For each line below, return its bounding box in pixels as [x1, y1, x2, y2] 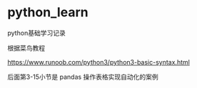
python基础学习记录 [7, 28, 66, 37]
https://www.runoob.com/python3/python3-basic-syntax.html [7, 57, 191, 66]
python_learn [7, 4, 89, 21]
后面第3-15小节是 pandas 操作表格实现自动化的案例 [7, 72, 158, 81]
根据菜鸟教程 [7, 43, 45, 52]
